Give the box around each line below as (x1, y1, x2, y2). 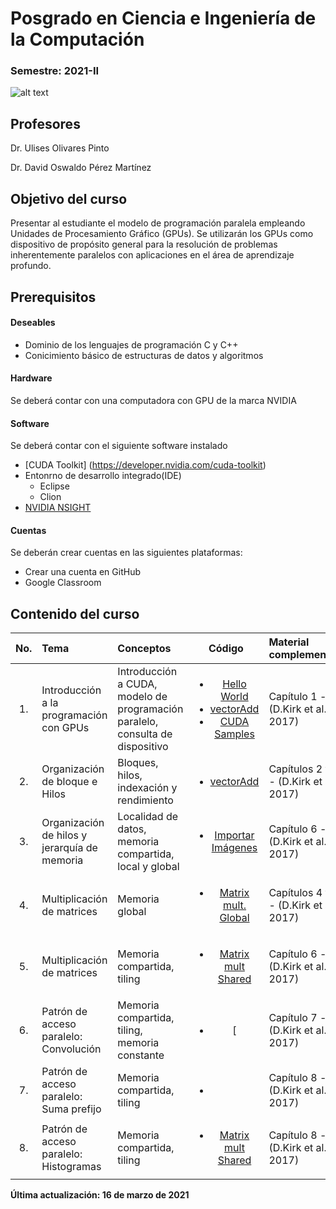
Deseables (10, 317, 56, 329)
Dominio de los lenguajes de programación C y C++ (24, 338, 239, 351)
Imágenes (211, 841, 258, 855)
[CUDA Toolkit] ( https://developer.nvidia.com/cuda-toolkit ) (24, 459, 267, 471)
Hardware (10, 372, 53, 384)
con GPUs (41, 721, 90, 735)
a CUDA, (117, 677, 158, 691)
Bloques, (117, 756, 159, 770)
